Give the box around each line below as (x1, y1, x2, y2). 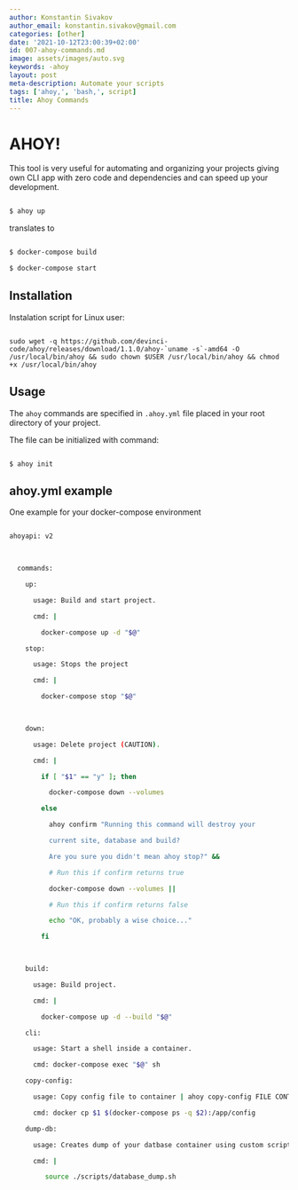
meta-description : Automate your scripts (9, 79, 165, 88)
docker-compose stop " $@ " (41, 692, 137, 701)
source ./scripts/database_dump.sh (44, 1172, 176, 1181)
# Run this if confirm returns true (48, 868, 184, 877)
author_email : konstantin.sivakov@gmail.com (9, 21, 176, 30)
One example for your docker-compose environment (9, 507, 201, 517)
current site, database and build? (48, 836, 180, 845)
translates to (9, 223, 55, 233)
